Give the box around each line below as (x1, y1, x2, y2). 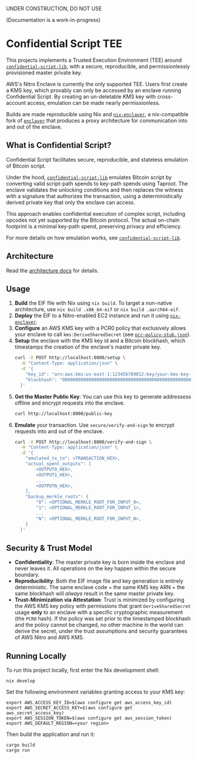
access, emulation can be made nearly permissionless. (27, 99, 161, 106)
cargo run (6, 747, 31, 753)
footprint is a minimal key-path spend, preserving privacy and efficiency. (6, 222, 182, 229)
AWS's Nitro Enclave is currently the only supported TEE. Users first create (6, 80, 188, 87)
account (6, 99, 26, 106)
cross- (157, 93, 173, 100)
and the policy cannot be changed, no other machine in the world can (14, 622, 183, 629)
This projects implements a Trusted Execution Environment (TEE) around (6, 56, 182, 64)
